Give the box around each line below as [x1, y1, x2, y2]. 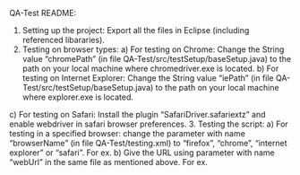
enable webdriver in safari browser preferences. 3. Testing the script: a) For [9, 118, 288, 129]
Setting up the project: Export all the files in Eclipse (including [21, 25, 250, 35]
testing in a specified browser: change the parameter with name [9, 128, 246, 138]
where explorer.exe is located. [21, 92, 134, 102]
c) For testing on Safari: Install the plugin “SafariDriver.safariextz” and [9, 109, 266, 119]
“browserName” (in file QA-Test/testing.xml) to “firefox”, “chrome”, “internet [9, 138, 287, 148]
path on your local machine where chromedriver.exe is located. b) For [21, 63, 279, 74]
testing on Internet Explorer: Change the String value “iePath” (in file [21, 73, 275, 83]
